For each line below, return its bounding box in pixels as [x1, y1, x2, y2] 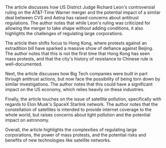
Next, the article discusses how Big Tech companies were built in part [5, 71, 148, 76]
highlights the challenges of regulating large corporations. [5, 31, 123, 36]
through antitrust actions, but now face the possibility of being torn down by [5, 76, 161, 82]
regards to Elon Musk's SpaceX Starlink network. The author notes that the [5, 101, 158, 107]
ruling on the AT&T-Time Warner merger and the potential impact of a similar [5, 9, 161, 15]
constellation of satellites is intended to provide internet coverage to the [5, 106, 152, 112]
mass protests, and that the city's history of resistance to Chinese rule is [5, 56, 153, 61]
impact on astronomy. [5, 117, 50, 123]
